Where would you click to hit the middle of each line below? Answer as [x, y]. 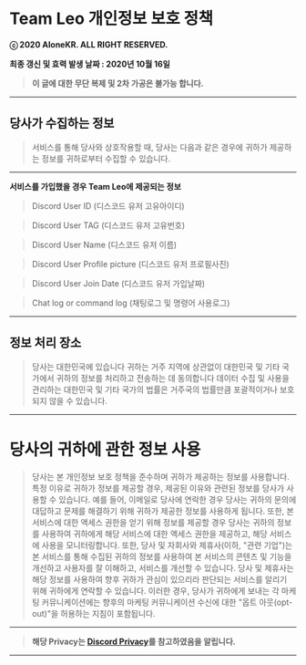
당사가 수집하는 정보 [62, 124]
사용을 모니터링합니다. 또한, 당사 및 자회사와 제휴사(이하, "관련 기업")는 [167, 545]
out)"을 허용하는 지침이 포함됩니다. [93, 613]
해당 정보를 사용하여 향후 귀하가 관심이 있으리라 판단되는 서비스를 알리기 [159, 579]
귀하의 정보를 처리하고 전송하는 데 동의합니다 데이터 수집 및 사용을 [173, 378]
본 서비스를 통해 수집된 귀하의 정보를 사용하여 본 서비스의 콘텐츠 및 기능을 [162, 556]
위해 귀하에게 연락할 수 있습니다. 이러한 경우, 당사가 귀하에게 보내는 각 [155, 590]
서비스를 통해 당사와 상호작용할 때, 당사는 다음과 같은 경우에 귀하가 [149, 147]
